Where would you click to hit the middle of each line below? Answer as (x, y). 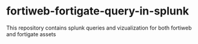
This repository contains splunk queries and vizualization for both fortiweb (99, 28)
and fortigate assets (31, 34)
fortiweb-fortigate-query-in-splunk (98, 11)
